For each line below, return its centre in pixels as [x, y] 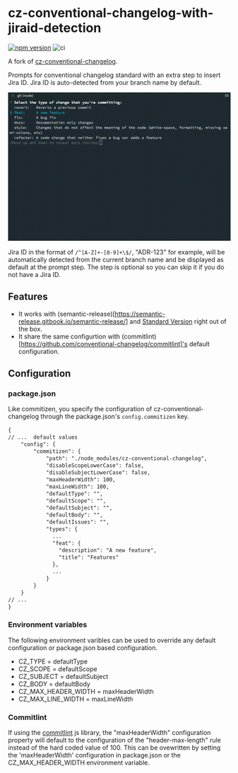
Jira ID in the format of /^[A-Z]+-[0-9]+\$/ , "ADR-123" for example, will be [117, 252]
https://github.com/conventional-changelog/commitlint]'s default [115, 343]
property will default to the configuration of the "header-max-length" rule [114, 740]
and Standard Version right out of [178, 321]
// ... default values [43, 437]
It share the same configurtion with [69, 336]
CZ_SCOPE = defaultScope [58, 668]
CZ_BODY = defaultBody [54, 684]
